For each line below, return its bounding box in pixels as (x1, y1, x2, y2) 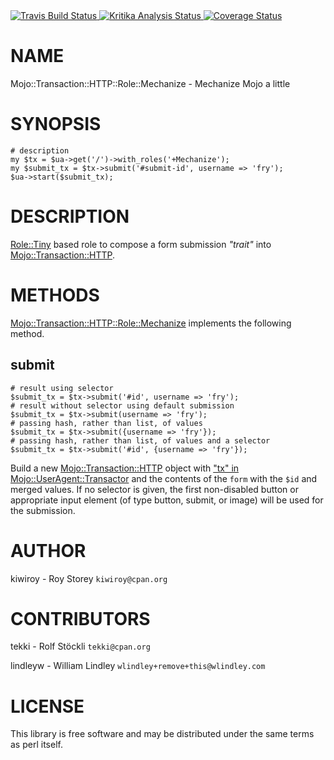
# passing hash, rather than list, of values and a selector (10, 435, 271, 446)
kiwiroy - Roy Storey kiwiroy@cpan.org (10, 572, 168, 584)
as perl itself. (10, 739, 63, 751)
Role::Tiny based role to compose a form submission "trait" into (10, 238, 272, 250)
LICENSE (10, 695, 85, 718)
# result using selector (10, 383, 114, 393)
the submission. (10, 504, 76, 516)
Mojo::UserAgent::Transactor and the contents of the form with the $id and (10, 472, 318, 484)
